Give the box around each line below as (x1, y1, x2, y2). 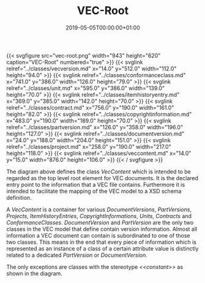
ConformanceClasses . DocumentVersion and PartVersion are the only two (6, 219, 194, 226)
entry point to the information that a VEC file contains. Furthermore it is (6, 181, 185, 188)
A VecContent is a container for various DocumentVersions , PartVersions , (6, 206, 192, 213)
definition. (6, 194, 32, 201)
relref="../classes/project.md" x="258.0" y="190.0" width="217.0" (6, 143, 171, 150)
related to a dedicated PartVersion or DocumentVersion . (6, 251, 148, 258)
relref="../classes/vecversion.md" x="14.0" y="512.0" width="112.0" (6, 65, 177, 72)
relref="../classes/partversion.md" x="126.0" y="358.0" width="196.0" (6, 123, 184, 130)
